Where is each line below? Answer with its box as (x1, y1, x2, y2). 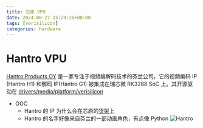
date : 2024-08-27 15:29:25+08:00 (6, 15, 91, 21)
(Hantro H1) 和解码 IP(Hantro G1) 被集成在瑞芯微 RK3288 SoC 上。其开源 (6, 80, 188, 88)
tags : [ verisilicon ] (6, 20, 59, 26)
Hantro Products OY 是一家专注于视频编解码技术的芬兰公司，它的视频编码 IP (6, 73, 198, 80)
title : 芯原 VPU (6, 8, 46, 15)
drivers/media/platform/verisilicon (18, 88, 103, 95)
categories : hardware (6, 25, 61, 32)
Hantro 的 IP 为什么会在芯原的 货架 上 (24, 107, 115, 115)
